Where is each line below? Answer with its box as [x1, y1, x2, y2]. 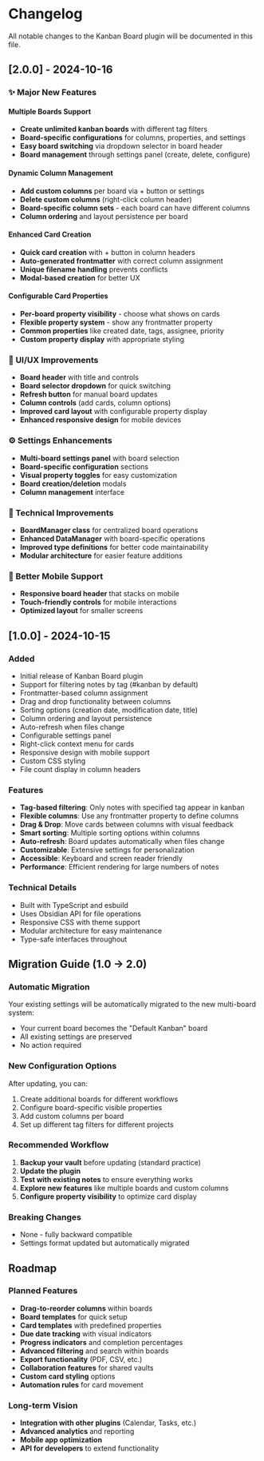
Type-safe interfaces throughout [19, 934, 128, 944]
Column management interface [19, 487, 125, 496]
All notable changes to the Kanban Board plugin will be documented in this [8, 31, 254, 41]
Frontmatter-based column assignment [19, 688, 148, 698]
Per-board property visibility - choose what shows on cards [19, 309, 221, 319]
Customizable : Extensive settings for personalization [19, 845, 195, 855]
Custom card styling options [19, 1371, 116, 1381]
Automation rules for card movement [19, 1379, 144, 1389]
